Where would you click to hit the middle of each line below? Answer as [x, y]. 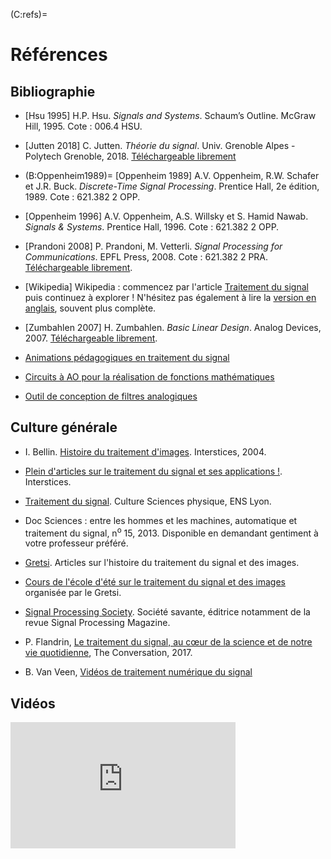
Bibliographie [53, 91]
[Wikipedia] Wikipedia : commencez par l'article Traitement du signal [166, 287]
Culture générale [64, 427]
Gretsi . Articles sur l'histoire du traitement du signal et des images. [162, 563]
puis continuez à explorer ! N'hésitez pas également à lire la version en [170, 297]
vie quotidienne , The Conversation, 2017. [108, 653]
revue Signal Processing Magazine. [97, 623]
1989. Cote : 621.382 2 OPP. [82, 197]
